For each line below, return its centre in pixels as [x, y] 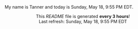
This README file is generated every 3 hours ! [83, 16]
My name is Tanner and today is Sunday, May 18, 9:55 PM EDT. [69, 7]
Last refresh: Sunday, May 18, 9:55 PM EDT [83, 22]
